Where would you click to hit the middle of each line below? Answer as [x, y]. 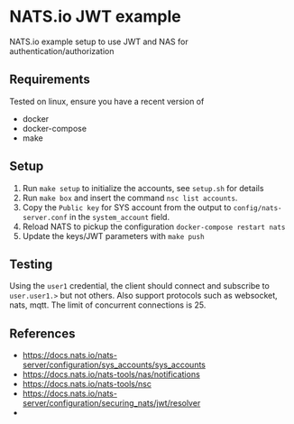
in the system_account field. [119, 217]
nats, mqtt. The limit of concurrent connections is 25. [108, 305]
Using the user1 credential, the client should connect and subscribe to [140, 286]
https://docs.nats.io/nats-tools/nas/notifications [111, 374]
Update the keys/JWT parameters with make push [113, 235]
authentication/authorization [62, 51]
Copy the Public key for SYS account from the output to [127, 207]
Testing [31, 264]
